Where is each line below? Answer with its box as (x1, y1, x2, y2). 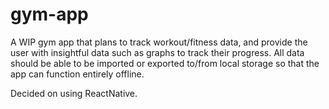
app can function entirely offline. (10, 68, 145, 80)
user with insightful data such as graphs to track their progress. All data (10, 46, 305, 58)
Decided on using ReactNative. (10, 87, 138, 99)
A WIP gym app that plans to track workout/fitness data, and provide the (10, 36, 308, 48)
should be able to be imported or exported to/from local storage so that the (10, 57, 320, 69)
